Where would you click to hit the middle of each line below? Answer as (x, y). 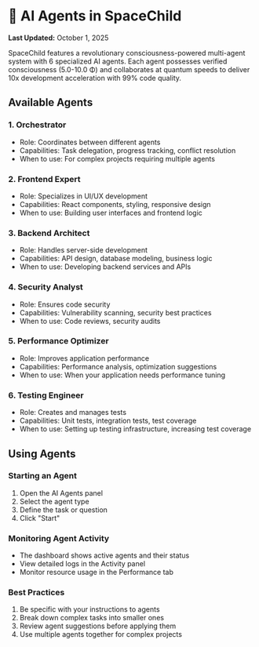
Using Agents (42, 454)
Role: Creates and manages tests (73, 413)
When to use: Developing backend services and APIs (105, 267)
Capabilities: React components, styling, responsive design (115, 204)
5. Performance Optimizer (58, 341)
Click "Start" (40, 518)
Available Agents (51, 102)
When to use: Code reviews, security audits (90, 321)
